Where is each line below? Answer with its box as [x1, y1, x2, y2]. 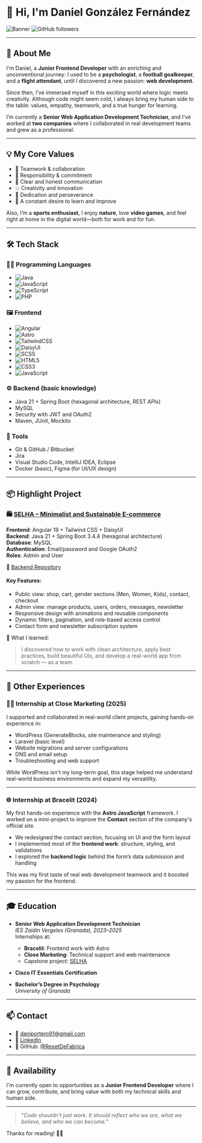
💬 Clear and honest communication [14, 177, 103, 185]
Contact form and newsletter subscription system [14, 623, 138, 630]
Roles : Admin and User [6, 552, 64, 559]
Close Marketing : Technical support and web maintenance [23, 950, 170, 958]
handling [14, 860, 37, 867]
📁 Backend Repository [6, 563, 61, 570]
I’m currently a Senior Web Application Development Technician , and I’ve [6, 113, 191, 120]
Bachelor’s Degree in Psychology [14, 981, 100, 988]
